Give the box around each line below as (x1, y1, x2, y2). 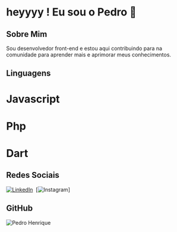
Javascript (6, 92, 61, 106)
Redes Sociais (6, 170, 59, 180)
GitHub (6, 203, 33, 214)
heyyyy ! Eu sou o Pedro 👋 (6, 5, 137, 19)
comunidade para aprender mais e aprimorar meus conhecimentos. (6, 51, 171, 58)
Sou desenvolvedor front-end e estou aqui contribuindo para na (6, 45, 162, 52)
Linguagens (6, 68, 51, 79)
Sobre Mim (6, 29, 48, 39)
